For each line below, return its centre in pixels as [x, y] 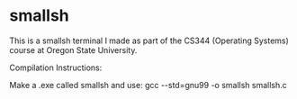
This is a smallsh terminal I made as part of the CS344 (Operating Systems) [149, 40]
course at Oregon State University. [73, 49]
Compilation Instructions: [56, 67]
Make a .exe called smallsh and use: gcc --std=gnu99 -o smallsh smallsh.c [148, 85]
